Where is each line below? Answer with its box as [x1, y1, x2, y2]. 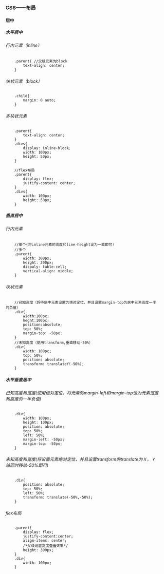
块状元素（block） [5, 78, 43, 84]
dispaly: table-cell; [23, 265, 67, 269]
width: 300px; [23, 256, 52, 261]
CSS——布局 [5, 4, 36, 11]
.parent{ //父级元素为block [14, 59, 68, 64]
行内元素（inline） [5, 42, 42, 48]
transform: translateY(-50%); [23, 362, 84, 366]
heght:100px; [23, 318, 50, 323]
